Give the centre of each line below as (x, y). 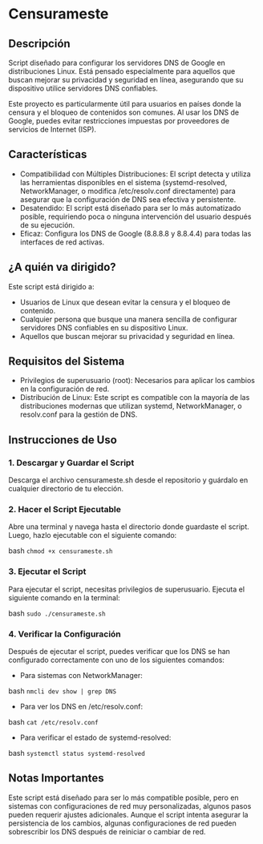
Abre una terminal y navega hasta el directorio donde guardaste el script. (129, 527)
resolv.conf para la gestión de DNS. (79, 414)
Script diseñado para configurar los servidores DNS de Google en (117, 63)
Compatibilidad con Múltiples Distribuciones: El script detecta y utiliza (135, 174)
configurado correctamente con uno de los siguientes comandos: (116, 660)
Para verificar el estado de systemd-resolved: (95, 737)
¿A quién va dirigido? (62, 267)
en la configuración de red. (65, 389)
